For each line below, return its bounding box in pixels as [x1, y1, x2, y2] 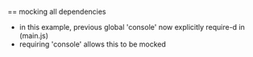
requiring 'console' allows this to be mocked [19, 39, 167, 49]
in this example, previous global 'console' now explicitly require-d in [19, 22, 245, 31]
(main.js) [19, 31, 49, 40]
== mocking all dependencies [7, 7, 106, 16]
